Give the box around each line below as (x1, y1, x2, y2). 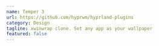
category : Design (6, 20, 50, 26)
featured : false (6, 31, 47, 37)
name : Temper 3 (6, 8, 45, 15)
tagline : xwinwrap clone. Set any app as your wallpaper (6, 25, 153, 32)
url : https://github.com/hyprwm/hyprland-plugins (6, 14, 134, 20)
